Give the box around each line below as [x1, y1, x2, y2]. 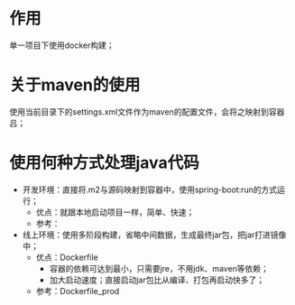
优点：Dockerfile [35, 252, 99, 263]
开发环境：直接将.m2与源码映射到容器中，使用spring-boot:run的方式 [22, 184, 278, 195]
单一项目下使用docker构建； [9, 40, 115, 51]
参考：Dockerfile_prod [35, 285, 120, 296]
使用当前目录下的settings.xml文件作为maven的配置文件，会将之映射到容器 [9, 106, 285, 117]
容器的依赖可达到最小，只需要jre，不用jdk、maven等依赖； [49, 263, 269, 273]
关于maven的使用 [9, 75, 141, 96]
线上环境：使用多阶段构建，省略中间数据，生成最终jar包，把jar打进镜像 [22, 229, 287, 240]
